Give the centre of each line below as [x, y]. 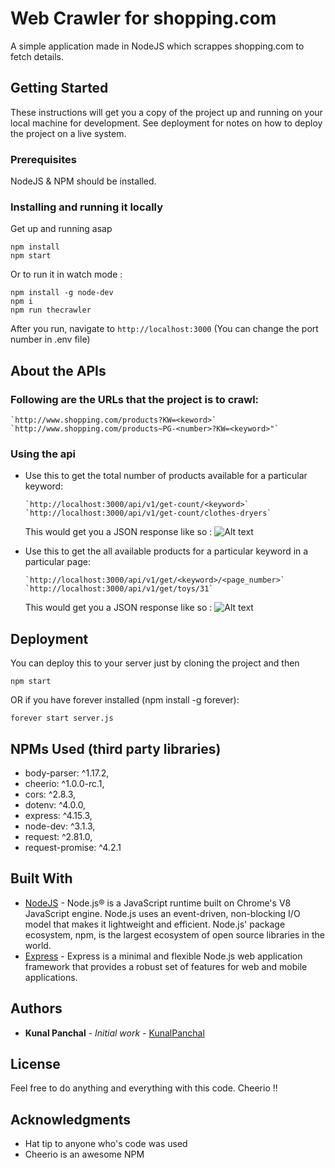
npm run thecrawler [51, 310]
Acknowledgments [71, 1119]
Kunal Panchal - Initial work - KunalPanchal [114, 1033]
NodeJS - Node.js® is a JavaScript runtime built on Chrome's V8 [158, 903]
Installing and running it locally [87, 207]
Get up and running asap [61, 229]
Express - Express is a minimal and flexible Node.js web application [163, 956]
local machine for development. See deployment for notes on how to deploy [166, 123]
